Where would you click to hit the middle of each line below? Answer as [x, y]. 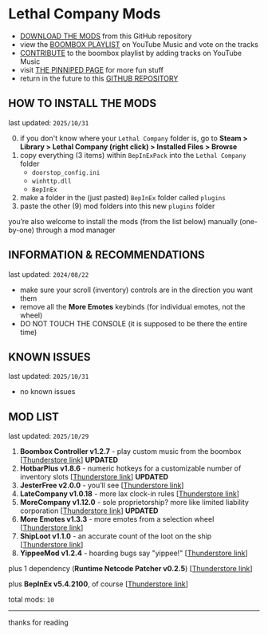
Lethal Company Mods [85, 14]
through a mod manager [75, 230]
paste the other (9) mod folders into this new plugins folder [117, 206]
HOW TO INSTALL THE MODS [83, 103]
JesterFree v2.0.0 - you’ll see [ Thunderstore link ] [102, 485]
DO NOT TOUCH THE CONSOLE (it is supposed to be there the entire [134, 323]
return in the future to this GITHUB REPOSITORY [99, 78]
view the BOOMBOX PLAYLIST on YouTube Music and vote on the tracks [139, 44]
